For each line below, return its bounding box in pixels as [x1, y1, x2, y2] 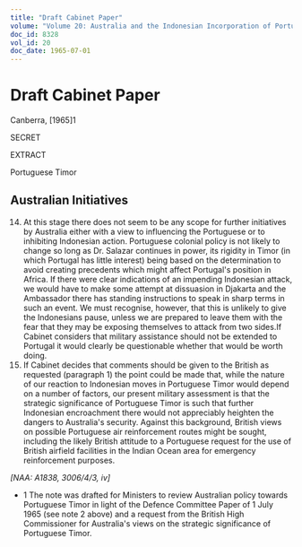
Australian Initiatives [10, 193, 129, 208]
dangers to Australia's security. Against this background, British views [22, 416, 282, 427]
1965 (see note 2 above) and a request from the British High [22, 508, 245, 519]
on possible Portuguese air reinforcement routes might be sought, [22, 426, 267, 437]
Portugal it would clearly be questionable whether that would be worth [22, 340, 283, 351]
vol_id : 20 [10, 38, 51, 48]
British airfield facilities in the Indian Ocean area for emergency [22, 445, 256, 456]
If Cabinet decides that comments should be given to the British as [22, 360, 270, 370]
